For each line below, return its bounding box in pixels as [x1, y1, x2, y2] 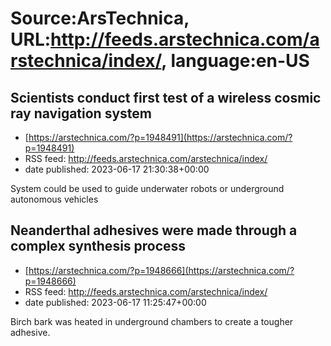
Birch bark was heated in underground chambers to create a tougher [10, 315, 294, 327]
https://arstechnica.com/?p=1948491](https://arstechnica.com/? [28, 132, 293, 143]
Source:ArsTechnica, [10, 7, 190, 30]
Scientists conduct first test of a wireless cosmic [10, 89, 322, 106]
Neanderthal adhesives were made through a [10, 222, 298, 239]
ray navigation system [10, 105, 152, 122]
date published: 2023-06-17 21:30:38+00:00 [24, 163, 210, 175]
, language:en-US [161, 50, 310, 72]
